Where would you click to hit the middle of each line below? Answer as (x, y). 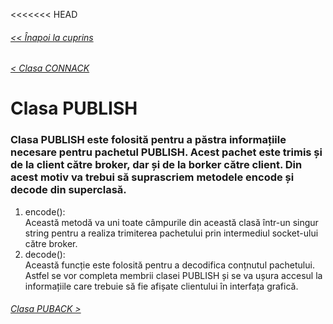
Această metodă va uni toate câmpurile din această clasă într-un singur (171, 222)
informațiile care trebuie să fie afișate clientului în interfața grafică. (161, 286)
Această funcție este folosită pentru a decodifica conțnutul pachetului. (169, 265)
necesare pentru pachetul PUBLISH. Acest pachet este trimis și (166, 152)
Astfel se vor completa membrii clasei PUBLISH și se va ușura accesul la (173, 275)
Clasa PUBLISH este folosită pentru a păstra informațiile (148, 140)
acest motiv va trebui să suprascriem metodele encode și (152, 177)
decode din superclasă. (68, 190)
